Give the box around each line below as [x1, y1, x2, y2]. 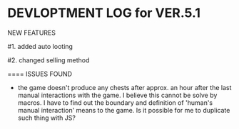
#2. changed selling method [7, 55, 90, 64]
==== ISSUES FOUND [7, 69, 73, 78]
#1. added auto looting [7, 42, 73, 50]
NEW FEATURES [7, 28, 56, 37]
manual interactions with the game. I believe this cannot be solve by [17, 91, 218, 99]
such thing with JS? [17, 113, 76, 122]
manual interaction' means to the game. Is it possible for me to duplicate [17, 106, 230, 114]
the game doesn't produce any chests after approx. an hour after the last [17, 83, 232, 91]
